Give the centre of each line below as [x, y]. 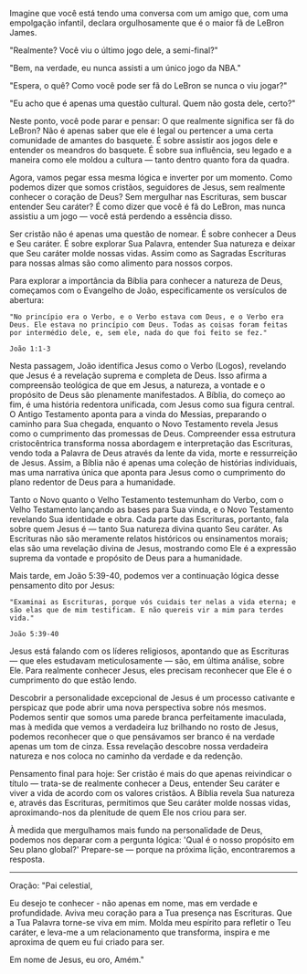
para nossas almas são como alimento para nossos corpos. [121, 263]
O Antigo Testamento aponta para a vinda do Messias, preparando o [138, 414]
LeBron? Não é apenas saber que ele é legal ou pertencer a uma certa [142, 131]
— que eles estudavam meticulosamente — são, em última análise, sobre [147, 660]
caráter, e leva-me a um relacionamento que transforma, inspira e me [140, 932]
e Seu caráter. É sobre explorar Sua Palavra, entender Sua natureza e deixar [153, 244]
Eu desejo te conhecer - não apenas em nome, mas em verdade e [133, 903]
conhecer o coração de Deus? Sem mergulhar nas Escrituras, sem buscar [148, 197]
